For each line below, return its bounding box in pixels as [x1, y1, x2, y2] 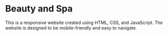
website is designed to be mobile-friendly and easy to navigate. [5, 24, 137, 30]
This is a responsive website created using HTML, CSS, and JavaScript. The [5, 19, 163, 25]
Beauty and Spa [5, 3, 73, 14]
